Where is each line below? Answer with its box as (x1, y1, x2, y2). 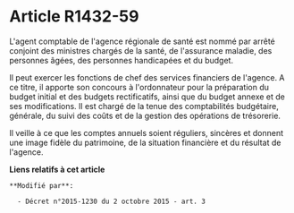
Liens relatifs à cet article (9, 164, 105, 175)
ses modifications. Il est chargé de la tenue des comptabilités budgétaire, (9, 100, 279, 111)
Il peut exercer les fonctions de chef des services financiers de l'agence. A (9, 72, 285, 82)
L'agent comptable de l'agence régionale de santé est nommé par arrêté (9, 36, 275, 47)
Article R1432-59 (9, 6, 139, 27)
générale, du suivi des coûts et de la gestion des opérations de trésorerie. (9, 110, 281, 121)
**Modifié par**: (9, 181, 74, 190)
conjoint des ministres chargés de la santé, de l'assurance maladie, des (9, 45, 273, 55)
